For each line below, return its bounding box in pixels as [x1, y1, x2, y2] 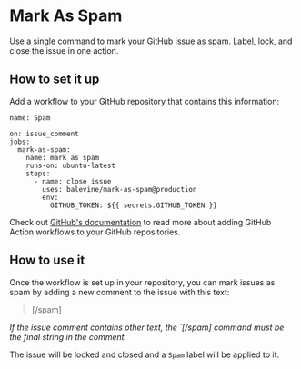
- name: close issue [33, 176, 112, 186]
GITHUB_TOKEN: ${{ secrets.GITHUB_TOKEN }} [49, 201, 218, 210]
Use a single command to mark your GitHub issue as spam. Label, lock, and [9, 35, 293, 46]
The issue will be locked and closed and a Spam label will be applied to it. [9, 349, 280, 360]
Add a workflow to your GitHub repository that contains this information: [9, 95, 280, 106]
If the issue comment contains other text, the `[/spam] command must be [9, 322, 285, 333]
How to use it [9, 253, 85, 268]
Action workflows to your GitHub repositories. [9, 226, 181, 237]
